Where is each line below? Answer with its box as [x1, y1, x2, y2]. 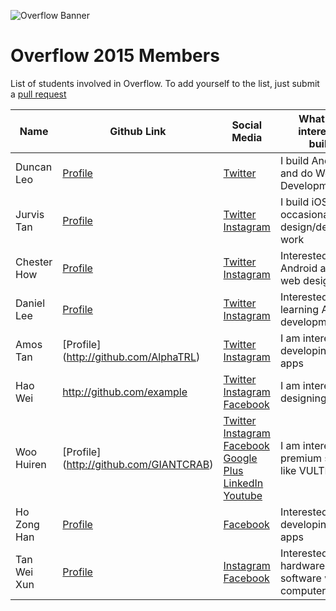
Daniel [15, 296, 46, 310]
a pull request [10, 88, 67, 100]
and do [279, 166, 313, 180]
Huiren [15, 457, 47, 471]
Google [223, 451, 258, 465]
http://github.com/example [62, 385, 188, 399]
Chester [15, 255, 53, 269]
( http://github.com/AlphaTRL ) [62, 350, 201, 364]
